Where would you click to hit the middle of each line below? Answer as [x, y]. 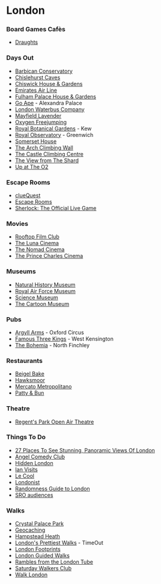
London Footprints [38, 549]
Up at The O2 [32, 166]
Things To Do [26, 437]
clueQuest [28, 195]
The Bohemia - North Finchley [52, 345]
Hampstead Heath [37, 537]
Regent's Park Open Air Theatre [54, 422]
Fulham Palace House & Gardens [56, 96]
